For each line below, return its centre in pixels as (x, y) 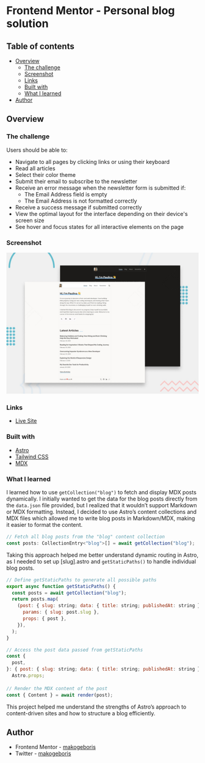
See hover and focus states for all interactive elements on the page (99, 226)
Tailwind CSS (32, 456)
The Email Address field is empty (66, 194)
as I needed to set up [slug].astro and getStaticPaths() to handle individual (101, 561)
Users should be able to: (37, 150)
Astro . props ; (28, 676)
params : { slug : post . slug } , (61, 612)
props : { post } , (45, 619)
